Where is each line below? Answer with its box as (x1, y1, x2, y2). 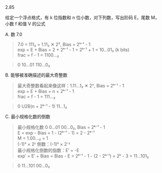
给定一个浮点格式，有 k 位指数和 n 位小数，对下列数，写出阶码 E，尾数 (5, 14, 151, 20)
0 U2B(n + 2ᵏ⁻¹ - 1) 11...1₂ (17, 103, 67, 109)
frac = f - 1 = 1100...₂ (17, 52, 59, 58)
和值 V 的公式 (18, 21, 46, 26)
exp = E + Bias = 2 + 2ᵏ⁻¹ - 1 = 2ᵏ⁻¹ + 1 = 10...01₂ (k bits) (17, 47, 130, 52)
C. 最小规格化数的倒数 (5, 113, 51, 119)
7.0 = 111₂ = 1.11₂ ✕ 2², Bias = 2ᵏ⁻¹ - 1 (17, 41, 91, 47)
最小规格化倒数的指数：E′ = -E (17, 147, 80, 153)
